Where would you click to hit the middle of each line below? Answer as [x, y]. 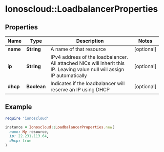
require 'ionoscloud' [27, 118]
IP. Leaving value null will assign [87, 69]
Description [90, 41]
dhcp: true [20, 141]
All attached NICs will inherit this [88, 63]
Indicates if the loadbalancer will [88, 83]
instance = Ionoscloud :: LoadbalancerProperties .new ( [60, 127]
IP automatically [69, 76]
